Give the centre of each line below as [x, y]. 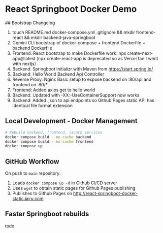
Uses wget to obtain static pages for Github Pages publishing [74, 188]
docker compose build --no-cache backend [48, 137]
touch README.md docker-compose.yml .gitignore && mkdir [74, 32]
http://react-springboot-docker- [105, 194]
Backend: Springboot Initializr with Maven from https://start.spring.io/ [82, 69]
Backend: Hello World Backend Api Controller [58, 74]
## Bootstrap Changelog [30, 23]
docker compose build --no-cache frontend [49, 141]
